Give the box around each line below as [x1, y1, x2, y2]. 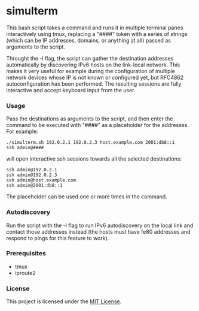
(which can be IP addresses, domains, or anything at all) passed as [6, 37, 172, 44]
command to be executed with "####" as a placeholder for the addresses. [6, 122, 189, 129]
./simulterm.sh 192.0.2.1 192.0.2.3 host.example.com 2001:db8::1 [6, 140, 175, 146]
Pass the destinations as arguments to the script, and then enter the [6, 115, 173, 122]
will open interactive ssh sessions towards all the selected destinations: [6, 155, 182, 162]
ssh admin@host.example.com [6, 177, 76, 183]
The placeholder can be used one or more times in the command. [6, 193, 167, 200]
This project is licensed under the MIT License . [6, 298, 122, 305]
